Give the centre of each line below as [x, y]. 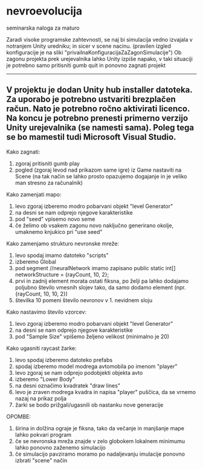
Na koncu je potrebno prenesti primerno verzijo [97, 118]
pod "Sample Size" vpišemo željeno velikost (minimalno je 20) [92, 336]
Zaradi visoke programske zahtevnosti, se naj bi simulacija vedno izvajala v [100, 39]
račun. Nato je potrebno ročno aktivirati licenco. [98, 109]
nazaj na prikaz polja [41, 398]
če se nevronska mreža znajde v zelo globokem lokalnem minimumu [100, 441]
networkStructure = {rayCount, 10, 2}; [62, 274]
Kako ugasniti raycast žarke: [41, 348]
